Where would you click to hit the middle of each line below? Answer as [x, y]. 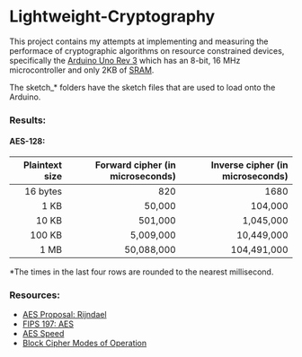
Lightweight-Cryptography [112, 17]
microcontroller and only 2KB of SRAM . [82, 70]
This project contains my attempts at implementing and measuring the [139, 41]
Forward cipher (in [136, 165]
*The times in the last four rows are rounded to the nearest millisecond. [142, 272]
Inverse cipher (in [249, 165]
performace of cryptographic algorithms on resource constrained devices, [147, 50]
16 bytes [43, 192]
